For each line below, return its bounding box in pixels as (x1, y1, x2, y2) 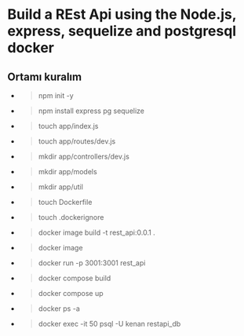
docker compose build (38, 273, 111, 283)
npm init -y (38, 91, 74, 100)
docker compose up (38, 289, 104, 298)
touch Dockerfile (38, 198, 93, 206)
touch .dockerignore (38, 213, 104, 221)
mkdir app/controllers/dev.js (38, 152, 130, 161)
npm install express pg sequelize (38, 106, 145, 115)
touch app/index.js (38, 122, 99, 130)
